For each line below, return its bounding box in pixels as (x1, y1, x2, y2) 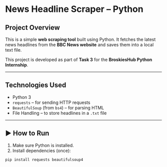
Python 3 (12, 94, 31, 100)
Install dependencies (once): (12, 148, 71, 154)
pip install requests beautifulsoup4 (5, 157, 83, 162)
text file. (5, 47, 22, 53)
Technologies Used (5, 81, 66, 89)
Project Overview (5, 23, 60, 32)
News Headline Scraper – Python (5, 3, 144, 15)
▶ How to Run (5, 129, 50, 138)
